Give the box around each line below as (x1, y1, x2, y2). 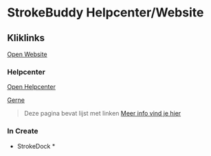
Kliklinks (7, 32, 45, 44)
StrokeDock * (16, 142, 56, 150)
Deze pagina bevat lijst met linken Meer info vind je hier (23, 109, 181, 118)
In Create (7, 127, 38, 136)
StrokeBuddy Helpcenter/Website (7, 5, 204, 21)
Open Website (7, 50, 47, 58)
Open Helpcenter (7, 83, 56, 91)
